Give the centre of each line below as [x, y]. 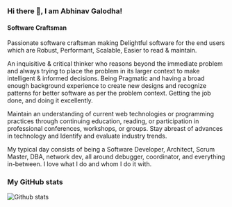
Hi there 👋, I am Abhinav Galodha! [65, 11]
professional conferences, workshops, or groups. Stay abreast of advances [115, 129]
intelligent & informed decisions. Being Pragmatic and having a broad [106, 78]
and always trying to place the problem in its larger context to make [103, 71]
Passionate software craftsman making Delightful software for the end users [116, 43]
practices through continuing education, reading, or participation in [103, 121]
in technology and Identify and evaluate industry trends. [87, 136]
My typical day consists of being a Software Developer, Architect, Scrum [111, 150]
